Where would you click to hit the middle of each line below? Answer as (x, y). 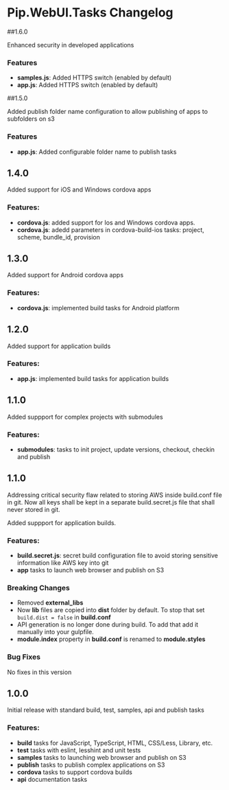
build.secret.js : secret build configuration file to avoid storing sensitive (117, 556)
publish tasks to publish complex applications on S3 (91, 765)
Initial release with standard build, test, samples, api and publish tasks (106, 710)
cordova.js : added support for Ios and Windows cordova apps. (106, 222)
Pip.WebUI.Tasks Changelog (90, 13)
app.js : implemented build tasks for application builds (93, 378)
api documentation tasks (52, 779)
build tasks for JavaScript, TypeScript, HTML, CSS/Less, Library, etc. (115, 743)
